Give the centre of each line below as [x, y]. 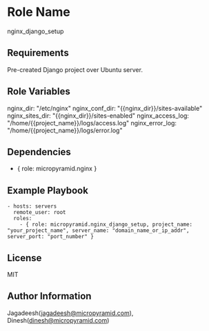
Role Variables [39, 92]
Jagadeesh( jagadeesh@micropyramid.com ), [70, 313]
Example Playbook [48, 190]
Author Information [49, 296]
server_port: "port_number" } [51, 237]
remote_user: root [40, 213]
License [24, 258]
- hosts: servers [32, 206]
